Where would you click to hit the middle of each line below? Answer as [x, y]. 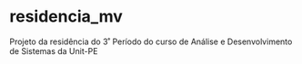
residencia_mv [66, 17]
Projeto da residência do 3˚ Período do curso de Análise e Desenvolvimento [151, 41]
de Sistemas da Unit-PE [54, 50]
